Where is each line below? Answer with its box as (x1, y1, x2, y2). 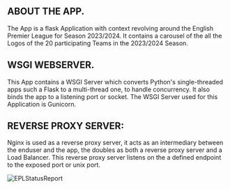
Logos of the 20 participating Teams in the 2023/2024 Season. (7, 38, 188, 47)
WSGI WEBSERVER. (7, 59, 95, 71)
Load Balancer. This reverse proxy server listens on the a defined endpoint (7, 153, 222, 162)
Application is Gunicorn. (7, 100, 77, 108)
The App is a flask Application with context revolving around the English (7, 24, 214, 32)
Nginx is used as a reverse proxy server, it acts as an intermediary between (7, 139, 224, 147)
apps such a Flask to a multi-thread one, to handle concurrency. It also (7, 85, 210, 93)
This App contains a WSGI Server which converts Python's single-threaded (7, 77, 224, 86)
